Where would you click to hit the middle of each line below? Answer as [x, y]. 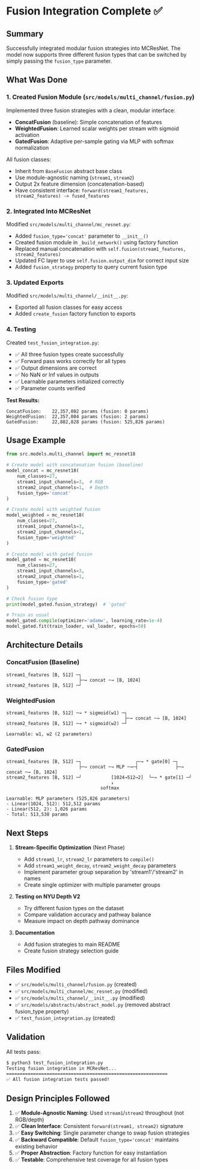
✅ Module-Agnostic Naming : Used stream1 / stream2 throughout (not [99, 1113]
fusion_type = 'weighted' [47, 537]
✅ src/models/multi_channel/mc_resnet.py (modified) [81, 991]
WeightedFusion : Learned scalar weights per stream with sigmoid [97, 128]
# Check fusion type [32, 598]
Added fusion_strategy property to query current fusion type [91, 267]
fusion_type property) [42, 1011]
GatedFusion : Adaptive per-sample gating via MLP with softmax [94, 141]
